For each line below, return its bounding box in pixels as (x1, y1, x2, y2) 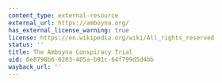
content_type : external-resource (8, 11, 119, 20)
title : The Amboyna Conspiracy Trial (8, 48, 133, 56)
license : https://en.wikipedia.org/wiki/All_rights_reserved (8, 33, 215, 42)
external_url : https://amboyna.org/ (8, 19, 129, 27)
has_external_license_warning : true (8, 26, 129, 34)
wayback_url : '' (8, 63, 62, 71)
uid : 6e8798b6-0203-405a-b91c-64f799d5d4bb (8, 56, 155, 64)
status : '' (8, 41, 44, 49)
